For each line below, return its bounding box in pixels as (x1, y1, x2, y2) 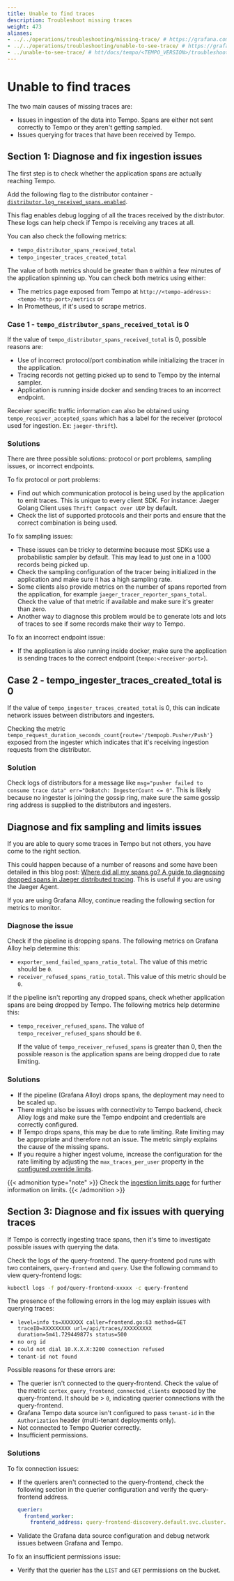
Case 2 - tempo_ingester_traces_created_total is (7, 674, 222, 686)
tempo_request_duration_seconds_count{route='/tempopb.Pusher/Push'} (7, 732, 214, 739)
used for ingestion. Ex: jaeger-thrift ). (7, 421, 118, 429)
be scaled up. (17, 1098, 57, 1106)
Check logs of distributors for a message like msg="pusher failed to (7, 778, 203, 787)
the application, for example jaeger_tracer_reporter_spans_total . (17, 590, 208, 599)
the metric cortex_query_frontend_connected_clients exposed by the (17, 1387, 217, 1395)
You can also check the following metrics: (7, 231, 127, 240)
